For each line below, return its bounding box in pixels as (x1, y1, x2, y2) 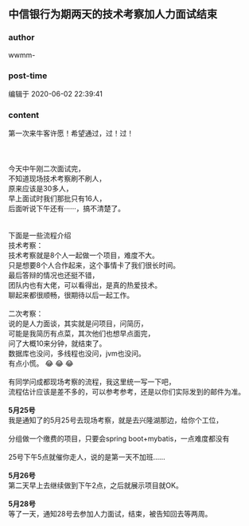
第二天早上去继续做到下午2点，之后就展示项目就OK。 (8, 481, 183, 490)
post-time (8, 70, 48, 81)
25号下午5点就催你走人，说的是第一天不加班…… (8, 453, 165, 462)
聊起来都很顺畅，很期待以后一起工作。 (8, 290, 134, 300)
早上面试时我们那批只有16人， (8, 194, 107, 203)
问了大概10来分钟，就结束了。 (8, 339, 107, 348)
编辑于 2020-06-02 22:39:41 (8, 88, 103, 98)
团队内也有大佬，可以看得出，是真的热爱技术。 (8, 281, 161, 290)
